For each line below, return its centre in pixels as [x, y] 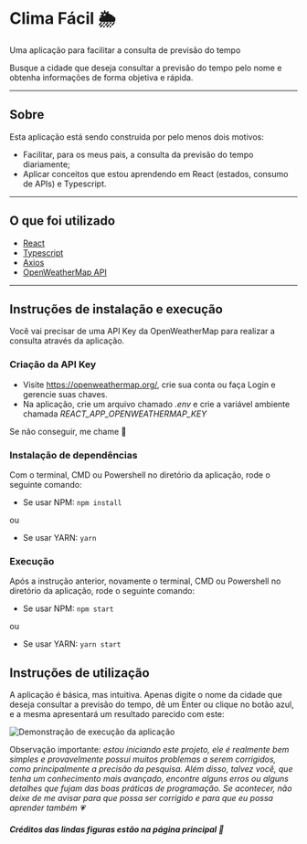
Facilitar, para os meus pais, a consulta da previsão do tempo [138, 154]
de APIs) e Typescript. [64, 184]
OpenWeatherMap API [64, 272]
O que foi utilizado [63, 221]
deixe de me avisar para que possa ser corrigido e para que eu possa [142, 798]
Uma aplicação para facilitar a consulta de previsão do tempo [125, 50]
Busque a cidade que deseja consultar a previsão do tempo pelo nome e [146, 68]
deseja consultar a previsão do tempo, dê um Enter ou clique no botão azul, [152, 704]
